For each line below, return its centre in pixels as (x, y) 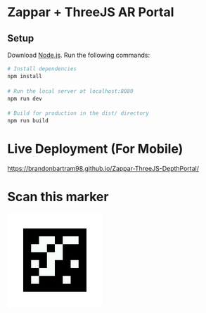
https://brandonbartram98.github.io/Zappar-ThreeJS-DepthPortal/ (103, 168)
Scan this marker (58, 197)
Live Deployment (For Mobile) (95, 149)
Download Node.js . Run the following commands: (78, 55)
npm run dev (25, 98)
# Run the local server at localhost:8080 (70, 91)
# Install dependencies (42, 69)
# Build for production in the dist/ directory (78, 113)
